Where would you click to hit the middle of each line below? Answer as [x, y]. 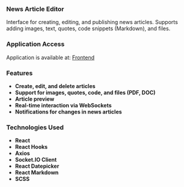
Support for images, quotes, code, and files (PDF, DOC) [85, 92]
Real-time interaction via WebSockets [63, 105]
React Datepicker [37, 166]
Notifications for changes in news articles [68, 112]
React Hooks [31, 147]
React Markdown [37, 173]
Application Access [35, 44]
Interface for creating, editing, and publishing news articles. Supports [92, 22]
